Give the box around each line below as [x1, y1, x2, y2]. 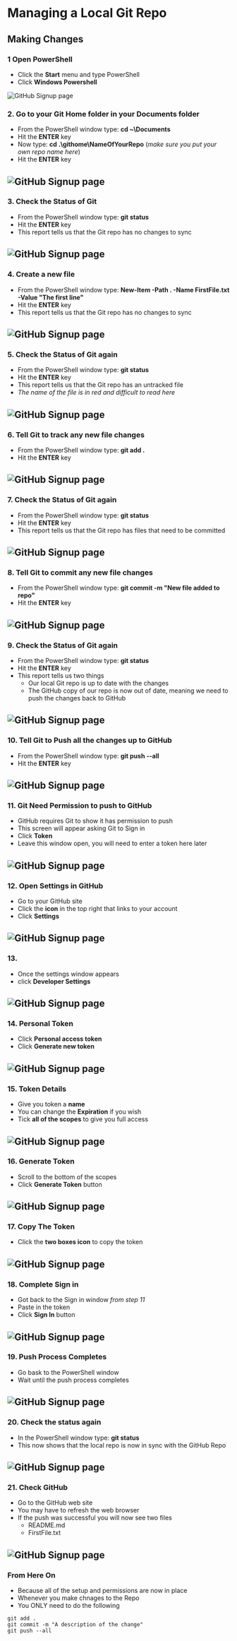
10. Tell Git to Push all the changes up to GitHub [7, 736, 173, 746]
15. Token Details [7, 1084, 67, 1094]
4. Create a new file [7, 270, 75, 280]
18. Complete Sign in [7, 1279, 79, 1289]
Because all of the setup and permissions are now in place [17, 1586, 188, 1594]
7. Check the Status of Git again [7, 495, 117, 505]
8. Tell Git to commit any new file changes [7, 567, 153, 577]
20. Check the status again [7, 1417, 102, 1427]
